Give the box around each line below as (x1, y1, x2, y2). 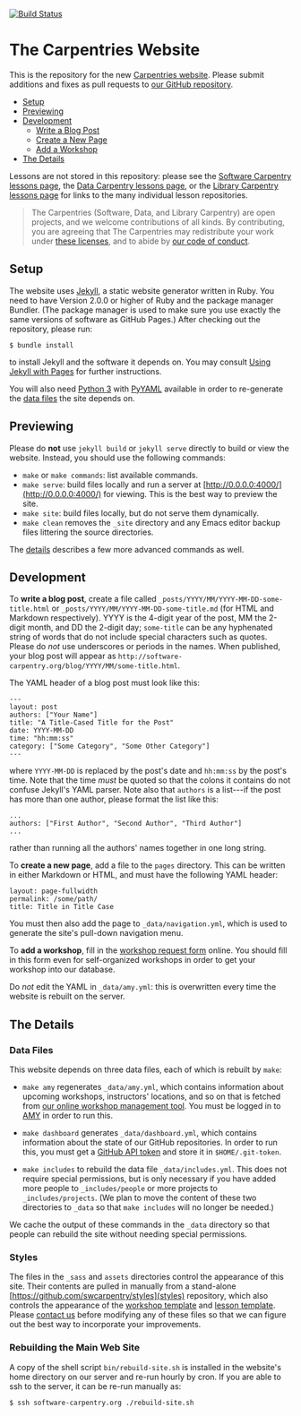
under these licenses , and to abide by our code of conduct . (30, 236, 251, 246)
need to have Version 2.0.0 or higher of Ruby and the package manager (9, 295, 274, 305)
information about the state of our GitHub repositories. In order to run (21, 1137, 278, 1148)
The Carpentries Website (9, 40, 201, 60)
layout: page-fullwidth (9, 887, 99, 896)
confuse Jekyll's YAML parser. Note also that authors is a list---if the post (9, 785, 281, 795)
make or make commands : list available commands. (21, 469, 199, 480)
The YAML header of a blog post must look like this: (9, 677, 200, 689)
